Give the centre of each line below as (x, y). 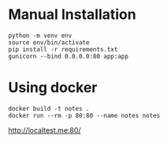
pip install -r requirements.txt (63, 49)
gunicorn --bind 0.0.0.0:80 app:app (68, 56)
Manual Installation (72, 15)
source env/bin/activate (49, 42)
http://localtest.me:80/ (45, 130)
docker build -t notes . (49, 108)
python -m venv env (40, 36)
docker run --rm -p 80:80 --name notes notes (84, 115)
